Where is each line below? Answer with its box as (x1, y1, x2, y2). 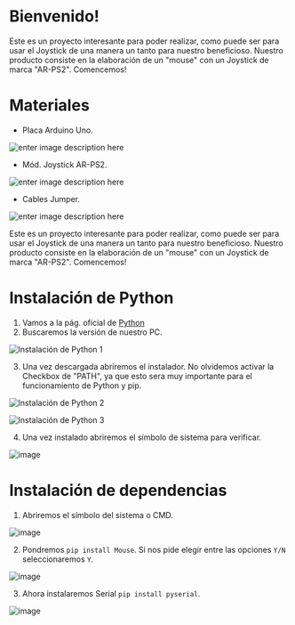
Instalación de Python (9, 288, 174, 308)
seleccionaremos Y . (21, 554, 94, 564)
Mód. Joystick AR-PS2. (21, 158, 108, 170)
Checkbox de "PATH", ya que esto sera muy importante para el (21, 370, 253, 381)
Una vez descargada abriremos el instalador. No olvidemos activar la (21, 361, 275, 371)
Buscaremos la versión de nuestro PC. (21, 327, 163, 337)
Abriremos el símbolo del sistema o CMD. (21, 509, 173, 520)
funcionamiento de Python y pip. (21, 380, 142, 391)
